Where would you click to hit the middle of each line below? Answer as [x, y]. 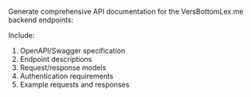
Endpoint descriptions [56, 59]
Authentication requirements [67, 76]
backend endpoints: [41, 20]
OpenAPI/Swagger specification [73, 50]
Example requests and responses [75, 84]
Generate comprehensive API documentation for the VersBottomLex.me [126, 12]
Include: [22, 35]
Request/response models [63, 68]
